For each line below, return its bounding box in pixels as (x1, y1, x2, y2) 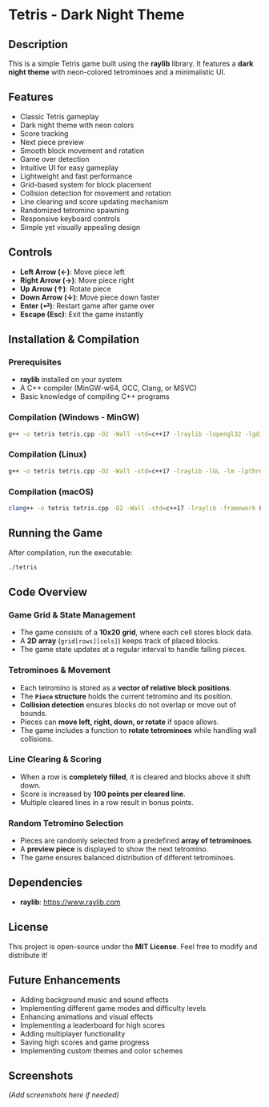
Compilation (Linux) (8, 449, 87, 460)
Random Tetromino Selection (8, 817, 124, 828)
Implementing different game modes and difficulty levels (19, 1003, 207, 1012)
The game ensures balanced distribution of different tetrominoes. (19, 853, 236, 863)
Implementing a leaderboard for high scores (19, 1020, 166, 1030)
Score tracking (19, 128, 69, 138)
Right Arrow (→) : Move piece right (19, 275, 134, 285)
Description (8, 38, 68, 51)
